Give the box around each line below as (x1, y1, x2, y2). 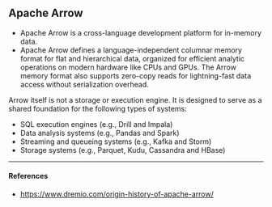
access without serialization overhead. (19, 79, 149, 89)
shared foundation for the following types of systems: (8, 103, 188, 113)
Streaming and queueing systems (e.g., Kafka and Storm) (19, 137, 212, 146)
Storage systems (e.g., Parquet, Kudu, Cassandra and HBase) (19, 145, 226, 154)
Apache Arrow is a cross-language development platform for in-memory (19, 27, 261, 37)
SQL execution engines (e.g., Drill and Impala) (19, 119, 173, 129)
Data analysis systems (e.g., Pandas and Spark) (19, 128, 180, 137)
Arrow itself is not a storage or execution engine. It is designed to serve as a (8, 95, 262, 104)
